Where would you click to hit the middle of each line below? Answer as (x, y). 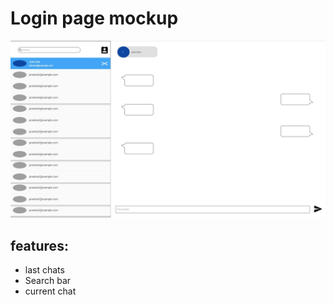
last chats (44, 270)
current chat (50, 291)
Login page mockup (94, 18)
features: (39, 245)
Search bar (48, 281)
